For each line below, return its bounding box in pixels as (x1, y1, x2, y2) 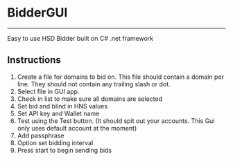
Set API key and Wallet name (17, 109, 100, 117)
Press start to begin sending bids (17, 146, 112, 154)
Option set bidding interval (17, 138, 94, 146)
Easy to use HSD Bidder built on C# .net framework (7, 34, 154, 42)
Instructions (7, 54, 61, 66)
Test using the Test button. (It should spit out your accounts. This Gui (17, 116, 215, 125)
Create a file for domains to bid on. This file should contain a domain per (17, 73, 224, 81)
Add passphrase (17, 131, 64, 140)
